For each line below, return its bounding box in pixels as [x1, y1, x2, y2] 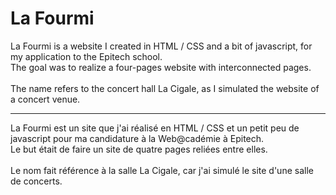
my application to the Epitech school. [10, 50, 163, 62]
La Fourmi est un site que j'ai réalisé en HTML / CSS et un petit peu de [10, 122, 300, 134]
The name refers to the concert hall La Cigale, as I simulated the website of [10, 82, 320, 94]
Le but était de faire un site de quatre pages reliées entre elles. [10, 143, 268, 155]
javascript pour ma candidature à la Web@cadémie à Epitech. [10, 132, 265, 144]
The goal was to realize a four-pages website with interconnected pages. [10, 61, 312, 73]
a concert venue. [10, 93, 81, 105]
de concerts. [10, 175, 63, 187]
